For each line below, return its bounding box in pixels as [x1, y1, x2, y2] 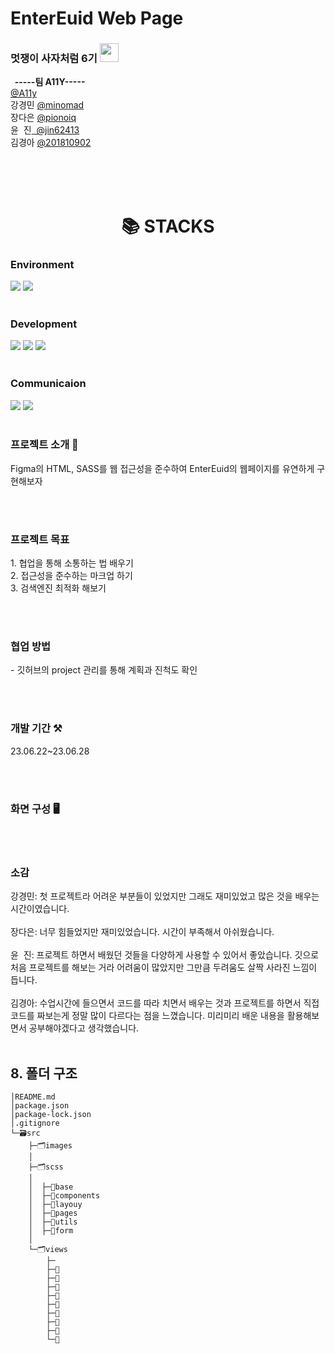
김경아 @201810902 [10, 137, 92, 149]
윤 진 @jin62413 [10, 124, 80, 136]
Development [10, 317, 78, 331]
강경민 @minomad [10, 99, 85, 111]
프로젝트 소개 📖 [10, 438, 79, 452]
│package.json [10, 1101, 70, 1111]
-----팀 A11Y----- [14, 76, 86, 88]
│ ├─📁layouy [28, 1200, 83, 1210]
